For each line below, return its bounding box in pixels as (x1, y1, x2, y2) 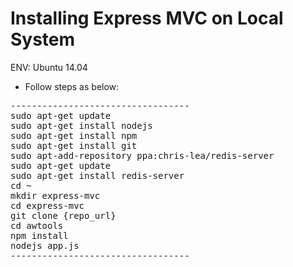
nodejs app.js (10, 240, 80, 251)
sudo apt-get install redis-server (10, 170, 185, 181)
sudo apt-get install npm (10, 130, 138, 141)
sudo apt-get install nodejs (10, 120, 153, 131)
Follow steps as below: (24, 80, 120, 92)
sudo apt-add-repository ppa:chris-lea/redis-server (10, 150, 275, 161)
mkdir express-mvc (10, 190, 101, 201)
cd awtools (10, 220, 64, 231)
